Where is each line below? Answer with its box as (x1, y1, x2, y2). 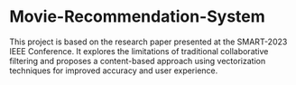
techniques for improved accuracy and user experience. (9, 65, 218, 76)
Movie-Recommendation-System (9, 6, 266, 27)
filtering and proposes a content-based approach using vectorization (9, 55, 266, 66)
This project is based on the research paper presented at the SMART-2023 (9, 36, 288, 47)
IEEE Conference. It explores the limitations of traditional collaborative (9, 45, 269, 56)
